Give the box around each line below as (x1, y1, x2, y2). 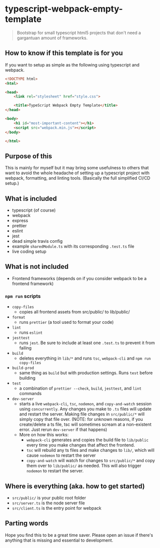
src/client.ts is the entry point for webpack (12, 505, 102, 511)
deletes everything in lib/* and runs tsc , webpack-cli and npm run (19, 355, 151, 361)
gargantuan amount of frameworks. (16, 35, 88, 41)
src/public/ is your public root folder (12, 495, 86, 500)
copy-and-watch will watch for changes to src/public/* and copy (26, 458, 155, 464)
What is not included (5, 263, 69, 271)
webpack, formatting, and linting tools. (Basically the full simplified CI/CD (5, 175, 151, 181)
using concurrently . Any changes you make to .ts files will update (19, 406, 152, 412)
